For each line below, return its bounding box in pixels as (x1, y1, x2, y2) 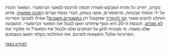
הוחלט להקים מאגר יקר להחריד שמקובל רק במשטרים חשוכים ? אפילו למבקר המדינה (5, 15, 165, 21)
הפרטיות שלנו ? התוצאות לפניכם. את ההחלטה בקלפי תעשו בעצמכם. (5, 31, 135, 37)
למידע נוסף (5, 41, 27, 47)
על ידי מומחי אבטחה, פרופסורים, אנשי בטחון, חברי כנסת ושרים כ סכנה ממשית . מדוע (5, 10, 165, 16)
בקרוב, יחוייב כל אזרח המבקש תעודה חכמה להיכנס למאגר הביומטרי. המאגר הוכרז (5, 5, 161, 10)
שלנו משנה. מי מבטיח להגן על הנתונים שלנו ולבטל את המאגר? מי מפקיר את (5, 26, 150, 32)
